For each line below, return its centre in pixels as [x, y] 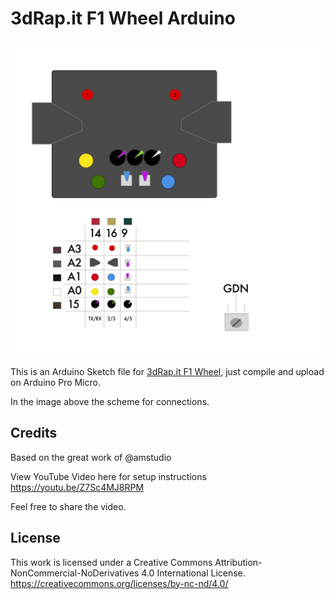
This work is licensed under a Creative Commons [111, 562]
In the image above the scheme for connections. [110, 401]
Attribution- [238, 562]
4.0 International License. [193, 573]
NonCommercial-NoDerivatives [75, 573]
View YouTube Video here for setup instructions [108, 476]
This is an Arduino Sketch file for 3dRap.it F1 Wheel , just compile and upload [167, 371]
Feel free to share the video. [68, 506]
